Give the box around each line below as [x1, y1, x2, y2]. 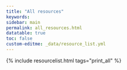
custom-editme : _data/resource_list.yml [6, 41, 107, 47]
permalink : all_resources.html [6, 24, 83, 31]
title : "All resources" [6, 8, 64, 15]
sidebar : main [6, 19, 41, 25]
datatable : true [6, 30, 46, 36]
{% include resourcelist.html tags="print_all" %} [6, 57, 122, 64]
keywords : [6, 14, 30, 20]
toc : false [6, 36, 33, 41]
